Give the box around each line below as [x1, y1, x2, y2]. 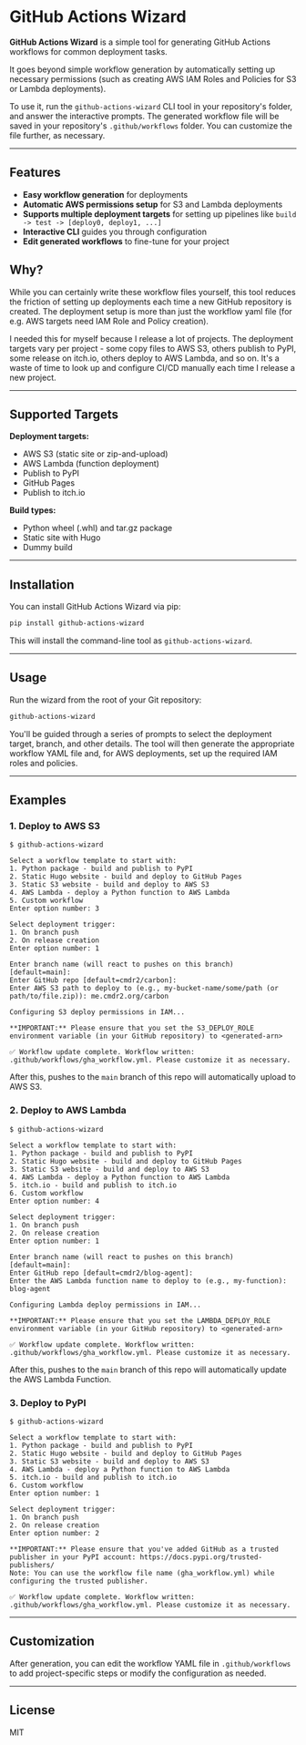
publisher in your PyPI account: [9, 1553, 137, 1562]
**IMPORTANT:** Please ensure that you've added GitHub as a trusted [9, 1545, 280, 1555]
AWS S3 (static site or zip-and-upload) [22, 448, 168, 459]
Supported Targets [9, 406, 119, 422]
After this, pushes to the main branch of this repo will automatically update [9, 1364, 287, 1375]
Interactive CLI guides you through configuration [22, 226, 208, 237]
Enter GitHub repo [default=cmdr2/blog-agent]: [9, 1268, 194, 1278]
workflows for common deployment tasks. [9, 46, 168, 56]
